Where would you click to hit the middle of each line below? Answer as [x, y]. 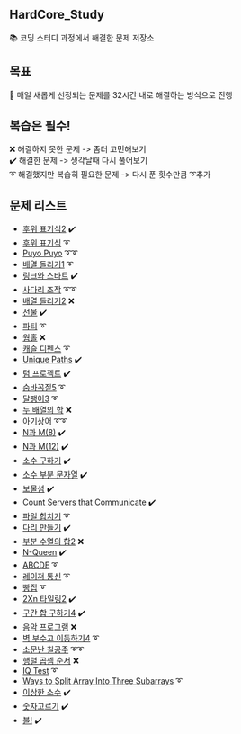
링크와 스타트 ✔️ [50, 276]
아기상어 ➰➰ [45, 421]
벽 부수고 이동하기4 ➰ [61, 639]
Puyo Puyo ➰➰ [50, 253]
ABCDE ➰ [40, 565]
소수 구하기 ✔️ [47, 461]
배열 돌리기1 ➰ [48, 264]
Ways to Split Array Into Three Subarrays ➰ [102, 681]
